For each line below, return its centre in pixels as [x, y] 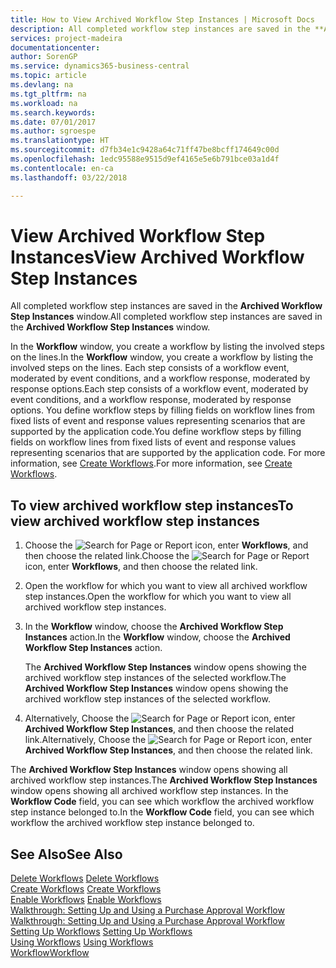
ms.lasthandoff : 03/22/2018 [69, 177]
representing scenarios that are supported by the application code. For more [168, 453]
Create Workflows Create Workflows [86, 889]
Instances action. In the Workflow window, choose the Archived [157, 637]
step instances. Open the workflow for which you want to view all [158, 597]
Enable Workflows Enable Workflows [86, 900]
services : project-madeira [66, 38]
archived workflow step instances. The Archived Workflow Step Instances [164, 780]
